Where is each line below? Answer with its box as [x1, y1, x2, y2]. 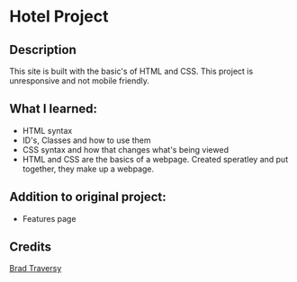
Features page [22, 213, 76, 224]
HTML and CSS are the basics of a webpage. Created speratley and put [22, 154, 289, 164]
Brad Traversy [9, 263, 62, 274]
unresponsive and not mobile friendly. [9, 75, 150, 86]
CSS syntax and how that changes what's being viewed [22, 144, 229, 154]
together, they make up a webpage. [22, 163, 155, 174]
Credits [9, 240, 52, 255]
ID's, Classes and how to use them [22, 135, 151, 145]
